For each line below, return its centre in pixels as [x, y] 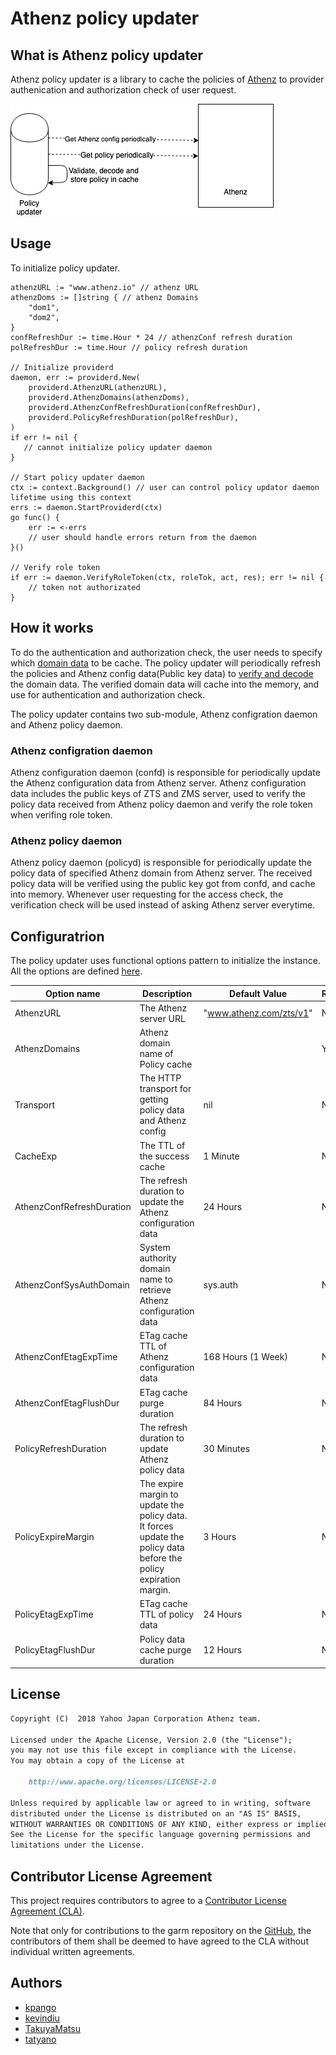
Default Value [258, 993]
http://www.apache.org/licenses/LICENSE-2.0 [122, 1782]
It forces [156, 1526]
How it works [52, 628]
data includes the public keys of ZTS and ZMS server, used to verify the [158, 793]
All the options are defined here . [76, 971]
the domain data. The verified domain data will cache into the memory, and [165, 684]
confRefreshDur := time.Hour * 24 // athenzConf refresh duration [151, 337]
